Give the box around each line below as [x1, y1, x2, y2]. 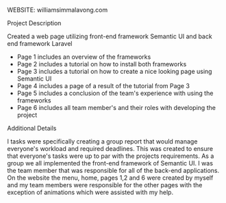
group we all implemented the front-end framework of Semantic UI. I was [7, 159, 214, 167]
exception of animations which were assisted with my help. [7, 188, 173, 196]
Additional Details [7, 124, 57, 132]
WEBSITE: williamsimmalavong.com [7, 6, 108, 14]
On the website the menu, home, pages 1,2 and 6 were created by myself [7, 174, 214, 182]
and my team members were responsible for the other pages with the [7, 181, 203, 189]
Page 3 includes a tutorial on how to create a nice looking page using [16, 68, 212, 75]
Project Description [7, 19, 62, 27]
